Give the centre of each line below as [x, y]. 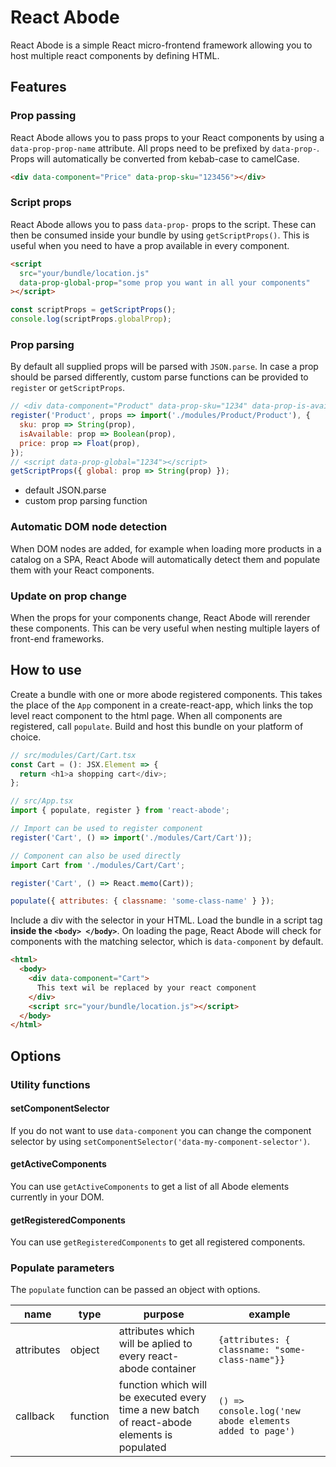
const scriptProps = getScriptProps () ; [93, 310]
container [174, 1369]
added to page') [257, 1431]
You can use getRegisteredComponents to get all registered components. [158, 1242]
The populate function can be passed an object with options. [135, 1290]
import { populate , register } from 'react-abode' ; [120, 811]
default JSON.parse [65, 490]
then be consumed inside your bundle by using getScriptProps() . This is [160, 235]
